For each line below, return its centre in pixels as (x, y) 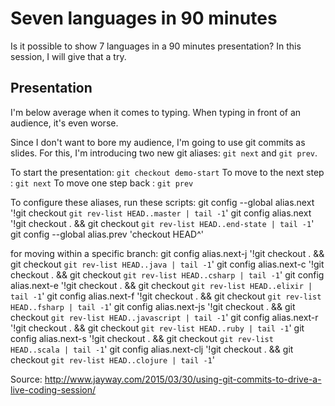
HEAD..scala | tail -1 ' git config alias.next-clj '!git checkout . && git (152, 349)
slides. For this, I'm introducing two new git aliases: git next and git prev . (164, 153)
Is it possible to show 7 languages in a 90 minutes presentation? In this (156, 46)
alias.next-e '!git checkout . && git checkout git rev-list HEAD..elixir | (161, 285)
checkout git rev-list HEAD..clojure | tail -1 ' (112, 359)
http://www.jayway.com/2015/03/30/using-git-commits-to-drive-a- (183, 379)
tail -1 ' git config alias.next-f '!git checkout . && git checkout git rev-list (166, 296)
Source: (26, 379)
